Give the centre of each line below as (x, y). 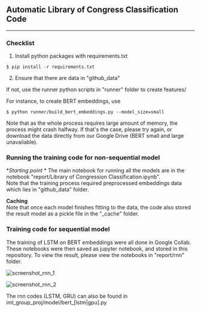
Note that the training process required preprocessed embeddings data (94, 183)
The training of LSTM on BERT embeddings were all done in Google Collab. (99, 242)
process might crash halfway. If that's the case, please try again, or (89, 129)
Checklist (20, 43)
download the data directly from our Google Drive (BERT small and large (95, 136)
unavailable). (22, 142)
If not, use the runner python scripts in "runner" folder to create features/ (96, 89)
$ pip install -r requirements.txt (51, 67)
